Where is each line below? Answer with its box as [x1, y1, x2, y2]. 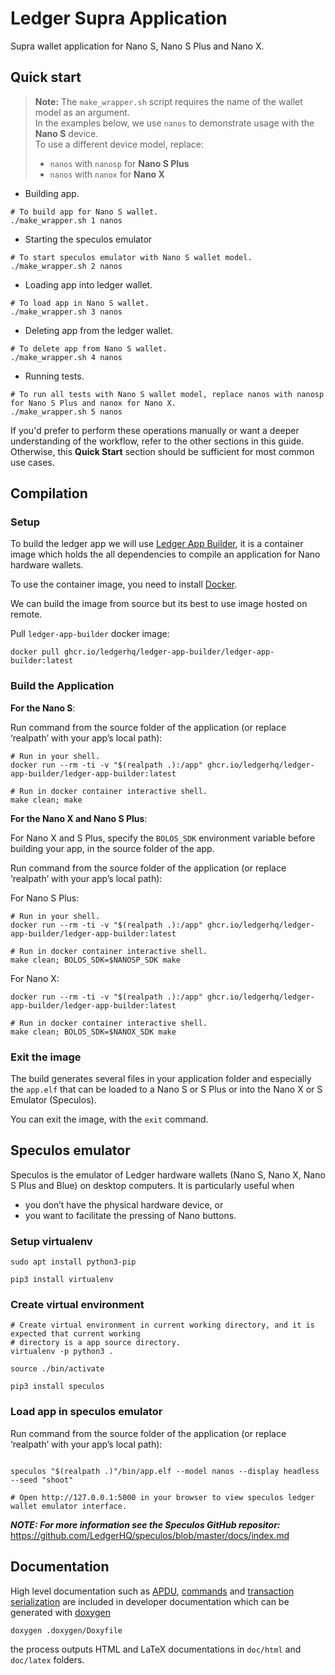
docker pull [10, 647, 60, 657]
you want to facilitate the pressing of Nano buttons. [24, 1209, 237, 1221]
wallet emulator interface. [10, 1501, 128, 1511]
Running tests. [24, 370, 85, 382]
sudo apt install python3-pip [10, 1257, 137, 1267]
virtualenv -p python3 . [10, 1347, 114, 1357]
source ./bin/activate [10, 1364, 105, 1374]
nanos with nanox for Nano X [49, 168, 165, 180]
